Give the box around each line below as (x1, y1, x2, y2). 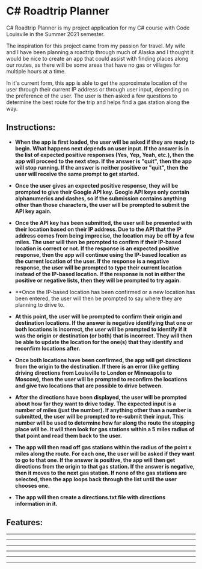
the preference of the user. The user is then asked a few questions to (6, 92, 177, 99)
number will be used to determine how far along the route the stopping (14, 419, 195, 426)
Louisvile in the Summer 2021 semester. (6, 30, 105, 37)
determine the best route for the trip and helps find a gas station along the (6, 98, 190, 106)
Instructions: (6, 122, 56, 133)
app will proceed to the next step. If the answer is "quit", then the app (14, 158, 192, 165)
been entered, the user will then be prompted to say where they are (14, 295, 182, 302)
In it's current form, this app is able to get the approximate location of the (6, 79, 188, 87)
